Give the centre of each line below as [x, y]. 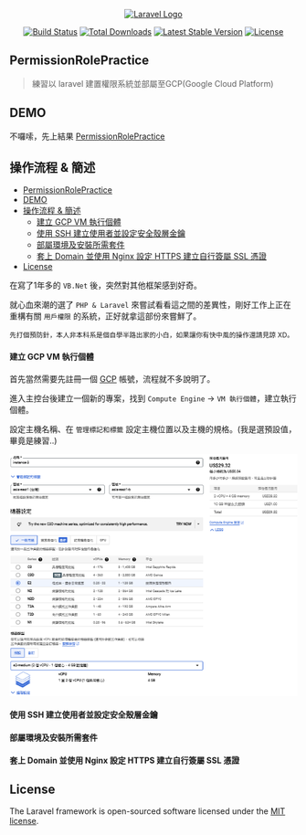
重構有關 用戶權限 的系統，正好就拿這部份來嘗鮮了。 [106, 316]
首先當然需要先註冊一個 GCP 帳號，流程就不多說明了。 [112, 378]
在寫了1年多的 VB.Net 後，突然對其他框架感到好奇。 [106, 285]
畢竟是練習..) [33, 440]
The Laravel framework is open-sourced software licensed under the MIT [148, 811]
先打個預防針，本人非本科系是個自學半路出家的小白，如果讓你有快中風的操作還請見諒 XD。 [152, 335]
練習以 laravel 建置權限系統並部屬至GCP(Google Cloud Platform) [153, 83]
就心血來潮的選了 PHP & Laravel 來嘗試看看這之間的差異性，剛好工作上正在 [150, 305]
